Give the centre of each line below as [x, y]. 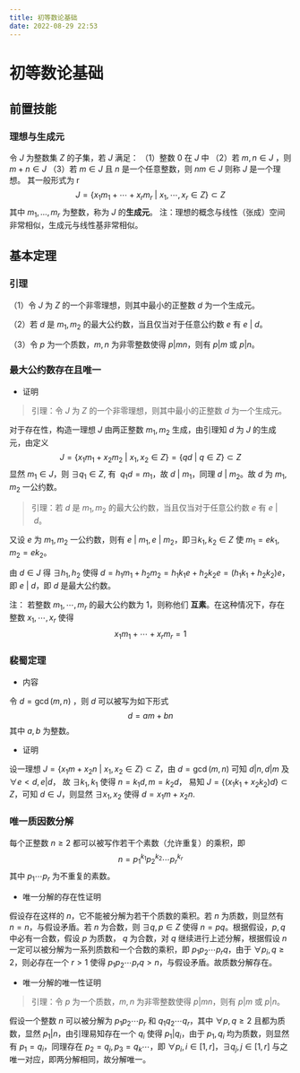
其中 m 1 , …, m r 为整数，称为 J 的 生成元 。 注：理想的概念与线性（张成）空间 [147, 214]
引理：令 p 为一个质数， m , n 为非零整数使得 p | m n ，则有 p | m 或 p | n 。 [158, 1002]
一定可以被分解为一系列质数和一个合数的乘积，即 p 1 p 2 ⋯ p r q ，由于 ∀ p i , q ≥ [147, 950]
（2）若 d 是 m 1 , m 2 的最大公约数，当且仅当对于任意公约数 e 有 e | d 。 [138, 325]
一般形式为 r [57, 180]
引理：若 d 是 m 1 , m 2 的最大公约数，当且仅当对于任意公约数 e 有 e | [154, 508]
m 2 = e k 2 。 [30, 553]
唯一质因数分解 [42, 822]
